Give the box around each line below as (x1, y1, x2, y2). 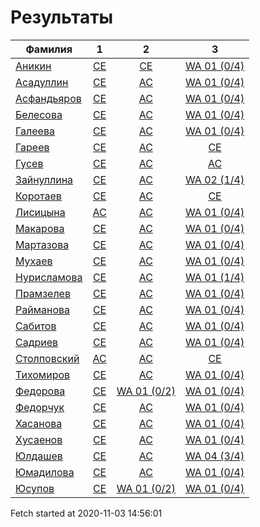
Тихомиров (15, 367, 71, 381)
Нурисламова (15, 270, 83, 284)
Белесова (15, 107, 63, 121)
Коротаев (15, 189, 62, 203)
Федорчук (15, 400, 65, 414)
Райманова (15, 302, 70, 316)
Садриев (15, 335, 59, 349)
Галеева (15, 124, 55, 138)
